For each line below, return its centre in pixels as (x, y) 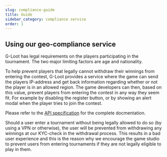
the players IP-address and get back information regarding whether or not (81, 82)
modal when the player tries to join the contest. (54, 103)
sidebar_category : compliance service (46, 19)
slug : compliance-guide (30, 10)
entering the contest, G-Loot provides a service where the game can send (82, 77)
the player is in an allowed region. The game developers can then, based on (83, 87)
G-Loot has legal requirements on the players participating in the (72, 56)
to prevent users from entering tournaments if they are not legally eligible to (83, 144)
